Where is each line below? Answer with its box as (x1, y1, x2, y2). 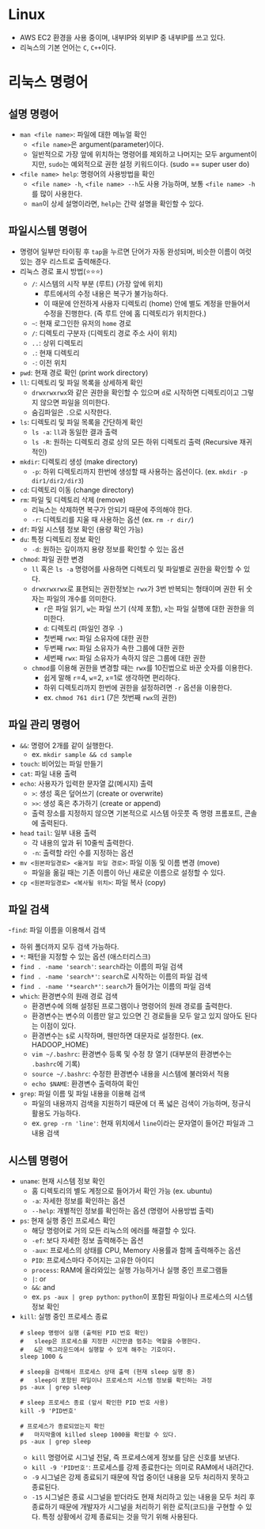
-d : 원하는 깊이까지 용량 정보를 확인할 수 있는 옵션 (31, 544, 184, 554)
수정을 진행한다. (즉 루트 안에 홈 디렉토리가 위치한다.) (43, 308, 207, 318)
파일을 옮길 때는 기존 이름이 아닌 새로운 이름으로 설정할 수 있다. (31, 868, 225, 877)
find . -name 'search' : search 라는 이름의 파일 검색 (19, 962, 184, 971)
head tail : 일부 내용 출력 (19, 828, 97, 838)
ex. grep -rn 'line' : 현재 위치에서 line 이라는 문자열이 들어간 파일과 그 (31, 1118, 255, 1128)
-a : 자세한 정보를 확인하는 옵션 (31, 1196, 126, 1205)
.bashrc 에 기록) (31, 1059, 81, 1069)
